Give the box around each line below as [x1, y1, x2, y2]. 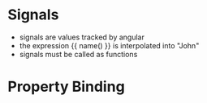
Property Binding [7, 78, 125, 96]
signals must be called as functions [19, 49, 138, 59]
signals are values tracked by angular [19, 32, 145, 42]
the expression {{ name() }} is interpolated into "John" [19, 40, 200, 50]
